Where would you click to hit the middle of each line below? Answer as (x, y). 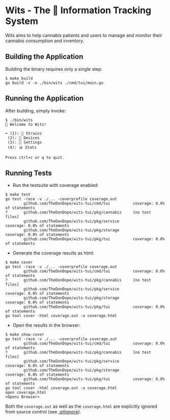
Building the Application (44, 57)
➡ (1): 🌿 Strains (24, 133)
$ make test (18, 195)
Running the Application (45, 99)
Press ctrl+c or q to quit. (35, 157)
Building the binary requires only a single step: (54, 69)
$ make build (19, 78)
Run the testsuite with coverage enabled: (55, 185)
